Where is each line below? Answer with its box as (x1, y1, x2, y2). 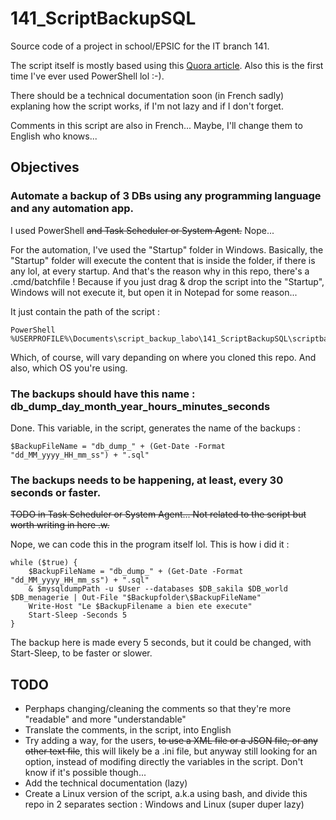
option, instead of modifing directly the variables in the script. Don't (24, 756, 304, 768)
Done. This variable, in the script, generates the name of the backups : (10, 422, 301, 434)
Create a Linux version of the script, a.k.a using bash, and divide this (24, 788, 308, 800)
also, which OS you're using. (10, 362, 128, 374)
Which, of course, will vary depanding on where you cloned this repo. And (10, 351, 317, 363)
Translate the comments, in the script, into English (24, 724, 232, 736)
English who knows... (10, 130, 98, 142)
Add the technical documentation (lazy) (24, 777, 188, 789)
